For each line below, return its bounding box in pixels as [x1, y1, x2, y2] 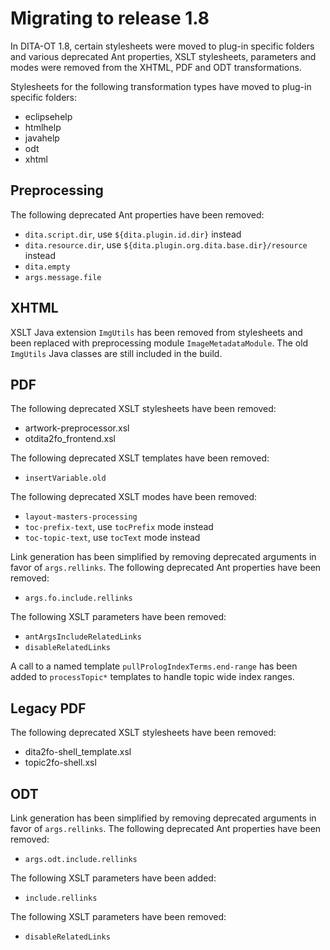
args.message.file [24, 272, 102, 282]
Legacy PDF [10, 700, 87, 717]
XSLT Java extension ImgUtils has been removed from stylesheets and [10, 326, 303, 338]
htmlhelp [24, 121, 62, 133]
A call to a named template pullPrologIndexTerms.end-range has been [10, 660, 298, 672]
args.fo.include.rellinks [24, 593, 133, 604]
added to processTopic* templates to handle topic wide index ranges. [10, 671, 295, 683]
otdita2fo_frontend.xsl [24, 433, 116, 445]
